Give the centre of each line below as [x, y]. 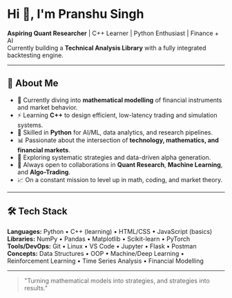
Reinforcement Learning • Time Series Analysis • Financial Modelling [105, 261]
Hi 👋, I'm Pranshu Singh [76, 14]
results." [36, 288]
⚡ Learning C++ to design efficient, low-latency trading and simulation [117, 115]
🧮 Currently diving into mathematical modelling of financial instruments [119, 100]
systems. [30, 125]
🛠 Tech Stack [37, 211]
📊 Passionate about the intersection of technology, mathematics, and [118, 140]
